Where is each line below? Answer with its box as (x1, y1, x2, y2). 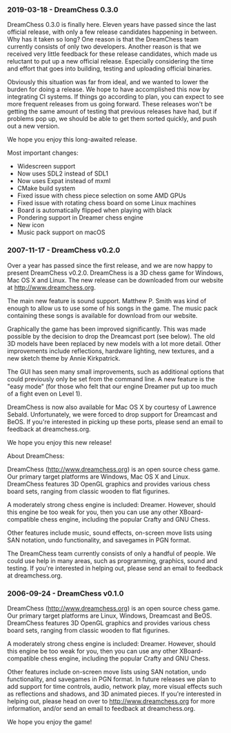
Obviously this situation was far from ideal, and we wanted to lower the (7, 78, 209, 86)
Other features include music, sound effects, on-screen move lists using (7, 529, 212, 537)
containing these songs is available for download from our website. (7, 311, 198, 319)
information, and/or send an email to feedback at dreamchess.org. (7, 704, 196, 712)
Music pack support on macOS (17, 228, 106, 236)
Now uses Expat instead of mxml (17, 177, 111, 185)
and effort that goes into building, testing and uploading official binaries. (7, 64, 212, 73)
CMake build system (17, 184, 76, 193)
